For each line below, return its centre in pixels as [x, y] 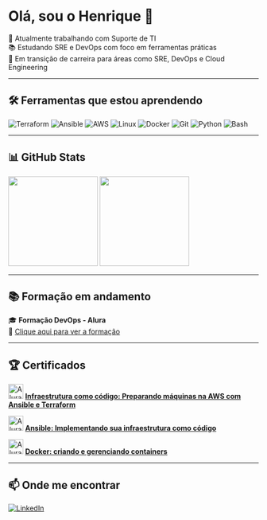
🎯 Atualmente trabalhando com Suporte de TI [82, 38]
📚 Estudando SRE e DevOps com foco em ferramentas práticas [112, 47]
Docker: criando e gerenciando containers [97, 452]
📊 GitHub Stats [47, 157]
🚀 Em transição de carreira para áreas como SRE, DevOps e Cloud [116, 58]
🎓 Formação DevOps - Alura [57, 320]
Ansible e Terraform [42, 405]
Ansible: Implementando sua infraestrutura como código [121, 428]
